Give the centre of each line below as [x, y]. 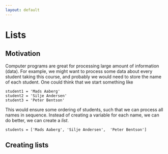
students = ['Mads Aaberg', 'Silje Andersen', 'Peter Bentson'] [76, 130]
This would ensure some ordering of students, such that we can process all [84, 109]
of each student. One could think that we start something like [69, 82]
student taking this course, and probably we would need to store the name [83, 76]
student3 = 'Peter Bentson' [35, 100]
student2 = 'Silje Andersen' [36, 96]
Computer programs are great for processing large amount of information [82, 66]
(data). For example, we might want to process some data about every [79, 71]
